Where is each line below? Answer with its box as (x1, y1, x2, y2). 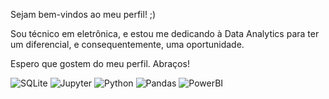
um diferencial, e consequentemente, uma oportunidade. (10, 39, 245, 50)
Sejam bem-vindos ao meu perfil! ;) (10, 9, 157, 20)
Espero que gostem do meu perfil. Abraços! (10, 58, 190, 69)
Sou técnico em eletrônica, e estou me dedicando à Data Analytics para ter (10, 28, 320, 39)
